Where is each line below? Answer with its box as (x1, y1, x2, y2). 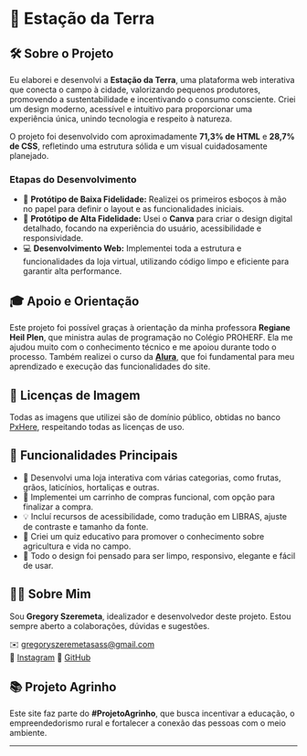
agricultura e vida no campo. (22, 541, 132, 551)
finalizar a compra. (22, 501, 94, 512)
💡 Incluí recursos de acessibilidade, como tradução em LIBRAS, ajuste (22, 510, 288, 521)
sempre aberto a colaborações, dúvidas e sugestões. (9, 620, 210, 631)
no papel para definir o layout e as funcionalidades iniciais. (22, 204, 245, 215)
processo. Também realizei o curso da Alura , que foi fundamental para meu (9, 352, 295, 362)
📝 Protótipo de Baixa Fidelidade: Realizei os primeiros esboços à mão (22, 194, 287, 205)
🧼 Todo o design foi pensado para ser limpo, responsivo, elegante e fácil (22, 550, 296, 561)
